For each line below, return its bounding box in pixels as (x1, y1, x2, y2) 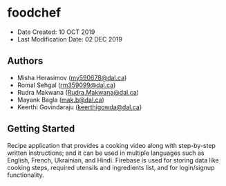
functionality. (7, 171, 45, 179)
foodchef (7, 5, 62, 21)
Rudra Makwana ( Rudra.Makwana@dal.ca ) (17, 88, 140, 96)
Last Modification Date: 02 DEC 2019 (17, 35, 122, 43)
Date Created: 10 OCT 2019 (17, 28, 95, 36)
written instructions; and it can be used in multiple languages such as (7, 149, 205, 157)
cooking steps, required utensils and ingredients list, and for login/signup (7, 163, 215, 171)
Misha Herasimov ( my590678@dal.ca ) (17, 73, 127, 82)
